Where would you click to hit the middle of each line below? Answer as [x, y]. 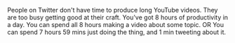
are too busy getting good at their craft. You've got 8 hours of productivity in [118, 17]
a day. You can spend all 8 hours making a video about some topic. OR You [116, 25]
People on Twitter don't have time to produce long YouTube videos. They [113, 10]
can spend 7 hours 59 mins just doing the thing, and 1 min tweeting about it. [117, 32]
